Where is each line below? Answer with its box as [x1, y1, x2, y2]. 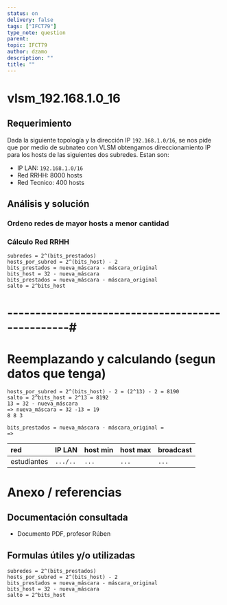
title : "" [7, 61, 36, 68]
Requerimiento [7, 118, 72, 129]
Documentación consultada [7, 511, 128, 523]
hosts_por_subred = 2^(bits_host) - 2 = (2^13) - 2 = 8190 [7, 388, 180, 395]
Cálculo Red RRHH [7, 237, 70, 247]
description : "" [7, 55, 53, 62]
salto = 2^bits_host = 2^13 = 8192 [7, 395, 109, 402]
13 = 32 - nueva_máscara [7, 400, 78, 408]
